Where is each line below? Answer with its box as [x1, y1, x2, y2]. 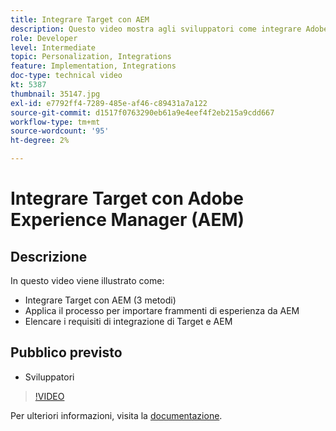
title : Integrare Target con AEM [10, 14, 150, 25]
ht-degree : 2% [10, 136, 70, 146]
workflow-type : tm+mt [10, 117, 101, 127]
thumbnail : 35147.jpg [10, 89, 101, 99]
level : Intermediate [10, 42, 97, 53]
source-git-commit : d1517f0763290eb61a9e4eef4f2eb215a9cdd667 [10, 107, 275, 118]
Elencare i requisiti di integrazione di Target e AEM [24, 316, 233, 327]
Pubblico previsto [10, 344, 123, 361]
